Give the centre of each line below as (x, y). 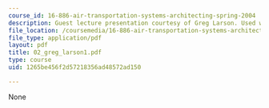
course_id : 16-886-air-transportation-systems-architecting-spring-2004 (132, 15)
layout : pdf (28, 45)
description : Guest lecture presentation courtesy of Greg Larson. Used (132, 23)
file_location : (34, 30)
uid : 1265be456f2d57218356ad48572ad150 (75, 67)
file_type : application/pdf (55, 38)
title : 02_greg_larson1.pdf (55, 52)
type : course (30, 60)
